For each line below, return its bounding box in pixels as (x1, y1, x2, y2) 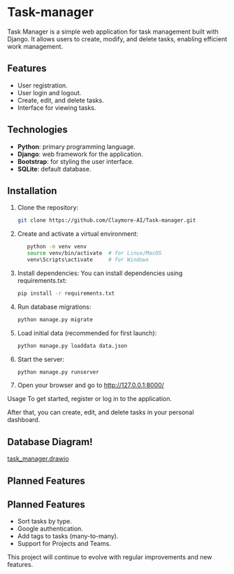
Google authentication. (17, 524, 84, 533)
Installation (7, 185, 57, 197)
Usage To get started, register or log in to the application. (7, 395, 173, 403)
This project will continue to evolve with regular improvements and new (7, 553, 212, 561)
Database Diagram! (7, 435, 93, 448)
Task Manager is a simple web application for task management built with (7, 27, 219, 36)
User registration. (17, 81, 68, 90)
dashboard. (7, 416, 41, 424)
